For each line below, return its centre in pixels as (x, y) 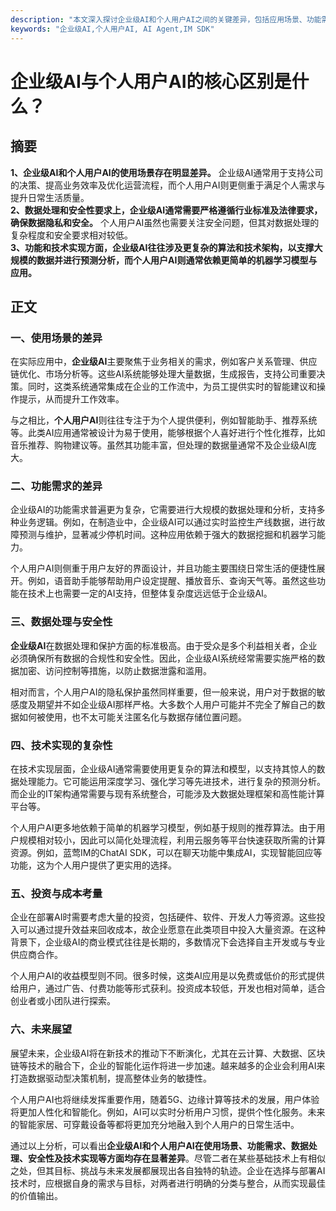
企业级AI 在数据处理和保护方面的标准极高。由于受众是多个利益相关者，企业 (164, 645)
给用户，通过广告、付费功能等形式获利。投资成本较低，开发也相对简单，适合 (168, 988)
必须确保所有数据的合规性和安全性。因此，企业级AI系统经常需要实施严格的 (163, 658)
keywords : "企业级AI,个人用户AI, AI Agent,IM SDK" (112, 29)
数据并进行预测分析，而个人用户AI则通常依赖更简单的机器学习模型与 (177, 260)
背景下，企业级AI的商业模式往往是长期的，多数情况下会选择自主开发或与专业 (168, 942)
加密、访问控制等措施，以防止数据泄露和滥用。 (115, 670)
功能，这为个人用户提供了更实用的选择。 (93, 865)
